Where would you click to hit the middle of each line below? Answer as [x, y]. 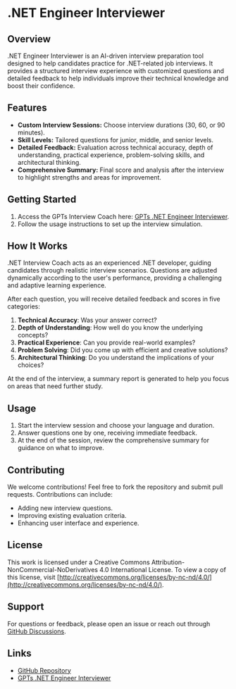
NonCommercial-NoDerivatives [53, 569]
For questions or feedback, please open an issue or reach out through [109, 623]
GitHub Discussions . [37, 631]
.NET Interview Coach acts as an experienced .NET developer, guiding [109, 263]
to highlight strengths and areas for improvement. [89, 177]
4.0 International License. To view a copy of [163, 569]
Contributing [36, 470]
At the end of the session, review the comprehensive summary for [113, 440]
